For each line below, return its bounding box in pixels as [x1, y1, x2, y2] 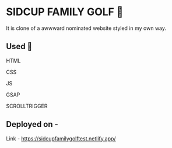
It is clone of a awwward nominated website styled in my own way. [6, 25, 167, 32]
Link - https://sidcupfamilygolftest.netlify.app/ [6, 135, 116, 142]
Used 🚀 [6, 42, 33, 51]
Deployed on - [6, 119, 58, 129]
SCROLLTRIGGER [6, 102, 48, 109]
